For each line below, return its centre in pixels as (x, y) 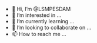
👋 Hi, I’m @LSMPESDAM (41, 9)
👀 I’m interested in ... (36, 15)
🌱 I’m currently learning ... (43, 21)
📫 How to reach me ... (39, 34)
